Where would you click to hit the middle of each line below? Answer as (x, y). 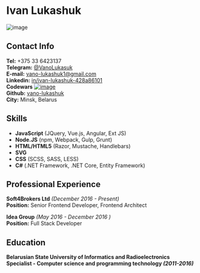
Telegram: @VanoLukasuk (39, 67)
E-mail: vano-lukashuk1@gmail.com (52, 74)
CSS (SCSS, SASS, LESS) (47, 159)
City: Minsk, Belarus (32, 99)
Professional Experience (54, 184)
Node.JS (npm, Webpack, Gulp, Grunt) (64, 139)
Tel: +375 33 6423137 (34, 61)
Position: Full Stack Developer (44, 223)
